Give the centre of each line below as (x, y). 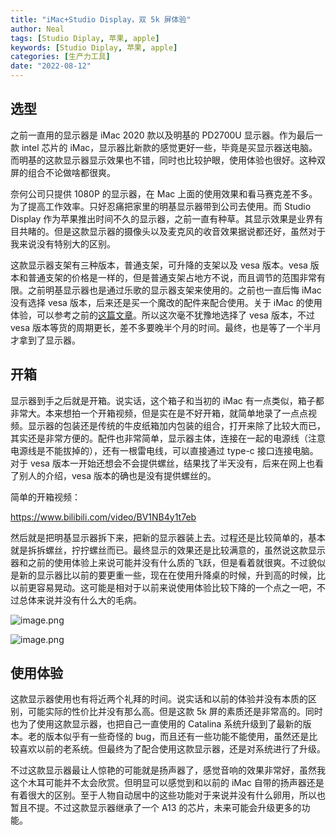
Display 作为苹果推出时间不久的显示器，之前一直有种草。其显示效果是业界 (162, 218)
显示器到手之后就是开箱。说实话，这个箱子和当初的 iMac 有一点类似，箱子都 (167, 400)
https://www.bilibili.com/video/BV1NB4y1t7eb (103, 517)
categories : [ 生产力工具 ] (60, 57)
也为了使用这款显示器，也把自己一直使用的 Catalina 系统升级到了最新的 (156, 724)
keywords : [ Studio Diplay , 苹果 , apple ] (94, 47)
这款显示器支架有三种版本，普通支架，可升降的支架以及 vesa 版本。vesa (159, 265)
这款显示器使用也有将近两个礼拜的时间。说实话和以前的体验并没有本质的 (159, 699)
